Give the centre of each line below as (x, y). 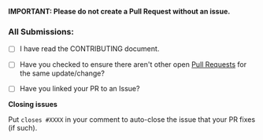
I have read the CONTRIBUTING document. (89, 49)
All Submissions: (41, 31)
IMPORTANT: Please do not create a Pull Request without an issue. (119, 11)
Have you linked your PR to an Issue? (80, 89)
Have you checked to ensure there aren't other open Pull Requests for (133, 64)
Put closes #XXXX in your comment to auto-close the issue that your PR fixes (132, 120)
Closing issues (33, 105)
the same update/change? (62, 73)
